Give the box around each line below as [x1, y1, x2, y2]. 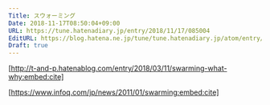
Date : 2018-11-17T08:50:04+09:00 [8, 19, 121, 27]
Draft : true [8, 42, 48, 50]
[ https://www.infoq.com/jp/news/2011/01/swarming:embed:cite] [8, 87, 219, 97]
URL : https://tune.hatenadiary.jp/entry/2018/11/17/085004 [8, 26, 211, 34]
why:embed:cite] [8, 72, 64, 82]
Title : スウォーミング [8, 11, 76, 20]
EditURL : [8, 34, 38, 42]
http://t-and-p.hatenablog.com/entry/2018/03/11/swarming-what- [10, 63, 227, 73]
